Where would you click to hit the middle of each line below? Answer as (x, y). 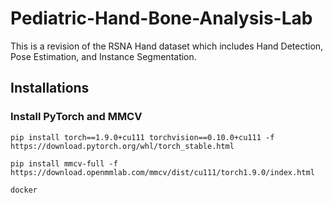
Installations (50, 88)
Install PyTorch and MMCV (76, 117)
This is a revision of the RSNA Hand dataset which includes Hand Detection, (167, 46)
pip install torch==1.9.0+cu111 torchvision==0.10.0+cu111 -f (142, 137)
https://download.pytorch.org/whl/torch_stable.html (122, 146)
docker (24, 190)
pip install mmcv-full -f (64, 163)
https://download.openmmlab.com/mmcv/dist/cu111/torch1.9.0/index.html (162, 172)
